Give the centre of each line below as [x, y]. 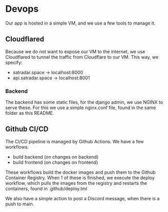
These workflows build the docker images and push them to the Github [80, 172]
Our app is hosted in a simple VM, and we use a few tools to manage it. [80, 23]
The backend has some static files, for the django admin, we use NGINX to [84, 102]
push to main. [20, 204]
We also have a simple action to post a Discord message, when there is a [83, 198]
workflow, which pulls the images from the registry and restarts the [76, 183]
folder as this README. [30, 113]
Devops [22, 9]
